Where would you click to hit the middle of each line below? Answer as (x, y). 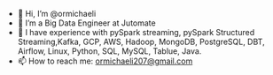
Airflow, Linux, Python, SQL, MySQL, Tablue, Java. (109, 51)
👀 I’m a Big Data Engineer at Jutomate (87, 23)
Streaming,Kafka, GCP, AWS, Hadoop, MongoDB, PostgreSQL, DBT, (141, 41)
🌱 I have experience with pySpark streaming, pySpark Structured (136, 32)
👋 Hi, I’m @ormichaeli (57, 14)
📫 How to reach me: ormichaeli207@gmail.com (105, 61)
